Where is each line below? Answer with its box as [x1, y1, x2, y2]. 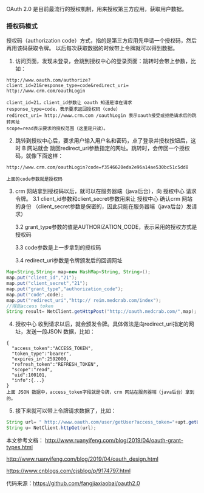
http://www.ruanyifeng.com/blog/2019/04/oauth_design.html [6, 455, 159, 463]
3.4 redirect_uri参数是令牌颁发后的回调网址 [15, 257, 123, 264]
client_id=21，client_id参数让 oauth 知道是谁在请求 [6, 100, 132, 106]
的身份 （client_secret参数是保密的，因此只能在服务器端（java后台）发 [15, 203, 192, 210]
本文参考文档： [6, 437, 44, 444]
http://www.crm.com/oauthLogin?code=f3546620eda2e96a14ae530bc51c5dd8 [6, 164, 189, 170]
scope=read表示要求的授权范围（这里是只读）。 [6, 125, 108, 132]
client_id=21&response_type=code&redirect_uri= [6, 83, 129, 89]
